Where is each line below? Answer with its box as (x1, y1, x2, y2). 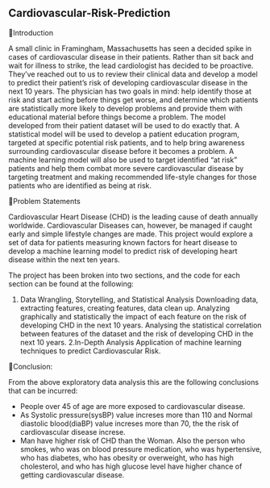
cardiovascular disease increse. (19, 427, 127, 436)
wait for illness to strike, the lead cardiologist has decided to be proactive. (8, 60, 254, 70)
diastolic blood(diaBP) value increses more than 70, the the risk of (19, 419, 239, 428)
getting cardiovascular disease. (19, 469, 125, 479)
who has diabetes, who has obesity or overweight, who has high (19, 453, 235, 462)
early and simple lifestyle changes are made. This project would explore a (8, 229, 254, 239)
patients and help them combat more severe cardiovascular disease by (8, 163, 244, 173)
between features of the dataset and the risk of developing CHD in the (19, 328, 254, 338)
